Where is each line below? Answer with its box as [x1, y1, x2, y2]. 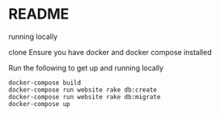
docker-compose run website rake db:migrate [8, 92, 161, 101]
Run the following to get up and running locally [8, 62, 164, 73]
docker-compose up [8, 100, 70, 108]
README [8, 5, 70, 23]
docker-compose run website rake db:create [8, 86, 158, 94]
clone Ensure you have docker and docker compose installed [8, 47, 212, 57]
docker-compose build [8, 79, 82, 87]
